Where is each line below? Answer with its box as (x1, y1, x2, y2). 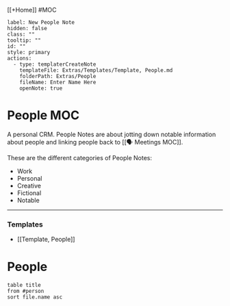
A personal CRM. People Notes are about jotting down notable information (7, 130, 216, 138)
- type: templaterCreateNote (13, 61, 97, 68)
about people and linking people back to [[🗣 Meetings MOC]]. (7, 138, 183, 146)
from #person (7, 288, 44, 295)
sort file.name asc (7, 294, 63, 301)
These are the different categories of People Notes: (7, 153, 153, 162)
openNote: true (19, 85, 63, 92)
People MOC (7, 107, 80, 123)
